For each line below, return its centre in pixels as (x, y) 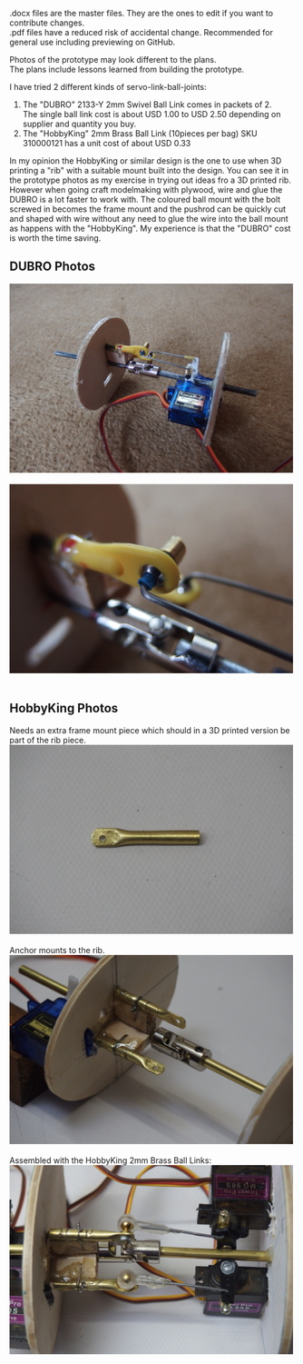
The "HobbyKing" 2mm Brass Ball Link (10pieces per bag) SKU (140, 134)
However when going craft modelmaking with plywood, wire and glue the (146, 189)
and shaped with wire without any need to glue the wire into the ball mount (149, 219)
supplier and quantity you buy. (79, 124)
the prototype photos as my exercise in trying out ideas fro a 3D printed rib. (151, 180)
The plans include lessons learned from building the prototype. (127, 69)
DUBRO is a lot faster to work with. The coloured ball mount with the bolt (145, 199)
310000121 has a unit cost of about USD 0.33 (107, 143)
